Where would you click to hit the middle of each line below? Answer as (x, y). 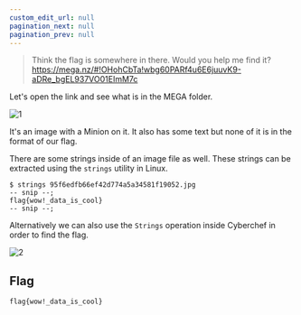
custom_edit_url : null (52, 18)
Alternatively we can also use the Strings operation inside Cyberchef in (142, 226)
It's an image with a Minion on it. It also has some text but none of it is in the (150, 132)
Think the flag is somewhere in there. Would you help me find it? (151, 60)
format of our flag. (43, 142)
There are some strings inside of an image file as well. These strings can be (150, 159)
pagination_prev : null (52, 34)
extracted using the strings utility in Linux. (89, 169)
